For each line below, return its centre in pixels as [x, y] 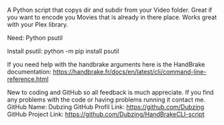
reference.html [28, 79]
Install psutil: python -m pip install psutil [63, 51]
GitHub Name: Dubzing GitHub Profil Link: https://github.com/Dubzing [105, 107]
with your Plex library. [38, 24]
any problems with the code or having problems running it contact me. [106, 100]
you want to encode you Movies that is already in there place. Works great [112, 17]
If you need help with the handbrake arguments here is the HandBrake [106, 64]
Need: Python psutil [35, 38]
